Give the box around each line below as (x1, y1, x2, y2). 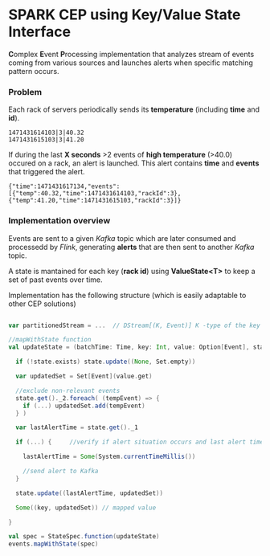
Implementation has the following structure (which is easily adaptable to (8, 290, 247, 300)
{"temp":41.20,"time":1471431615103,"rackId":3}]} (8, 197, 182, 205)
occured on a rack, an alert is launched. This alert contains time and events (8, 158, 260, 168)
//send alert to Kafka (22, 468, 99, 476)
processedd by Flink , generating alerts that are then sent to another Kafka (8, 242, 255, 251)
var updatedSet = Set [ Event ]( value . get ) (15, 372, 153, 381)
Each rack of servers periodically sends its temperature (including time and (8, 104, 260, 114)
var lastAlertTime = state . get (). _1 (15, 423, 138, 431)
